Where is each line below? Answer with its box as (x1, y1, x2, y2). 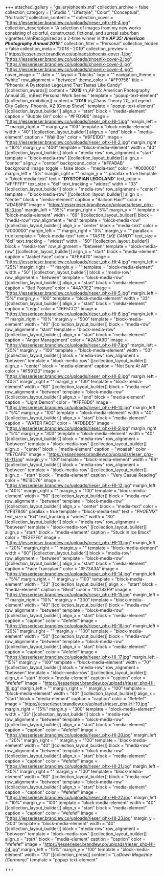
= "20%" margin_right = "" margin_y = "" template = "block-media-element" (5, 545, 158, 551)
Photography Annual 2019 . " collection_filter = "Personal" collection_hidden (5, 41, 159, 46)
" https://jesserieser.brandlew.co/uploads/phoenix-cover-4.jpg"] (5, 67, 134, 72)
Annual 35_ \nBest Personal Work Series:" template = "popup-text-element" (5, 92, 158, 98)
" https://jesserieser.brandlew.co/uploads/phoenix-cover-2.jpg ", (5, 56, 133, 62)
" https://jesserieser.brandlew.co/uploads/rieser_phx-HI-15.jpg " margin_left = (5, 592, 160, 598)
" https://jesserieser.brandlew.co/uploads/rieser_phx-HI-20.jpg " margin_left (5, 732, 157, 738)
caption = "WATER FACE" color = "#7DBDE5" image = (5, 420, 114, 426)
